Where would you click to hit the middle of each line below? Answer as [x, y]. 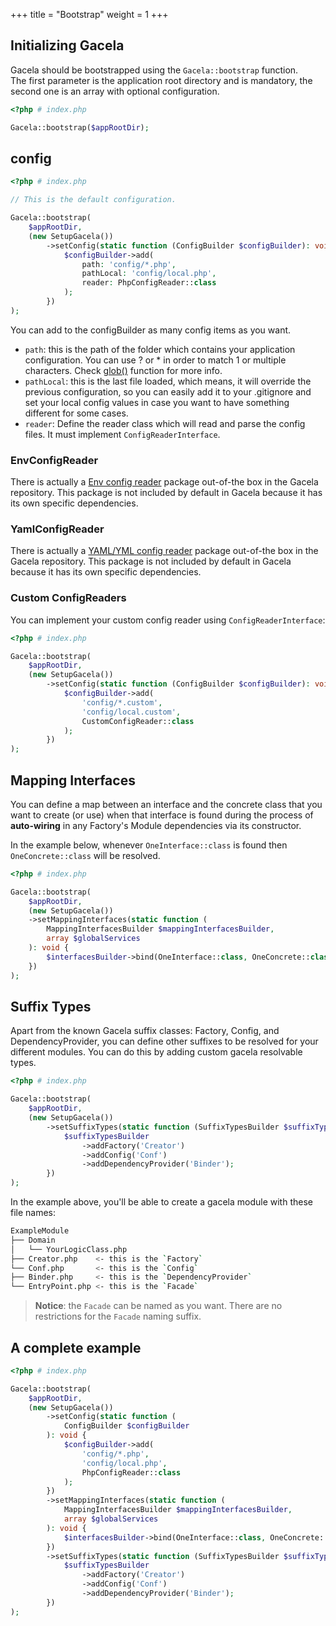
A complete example [76, 1347]
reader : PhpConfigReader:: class [149, 283]
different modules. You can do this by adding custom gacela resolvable [156, 1052]
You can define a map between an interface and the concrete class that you [166, 804]
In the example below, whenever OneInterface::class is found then [149, 845]
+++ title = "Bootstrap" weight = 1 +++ [89, 14]
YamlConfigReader [57, 529]
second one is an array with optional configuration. [115, 91]
